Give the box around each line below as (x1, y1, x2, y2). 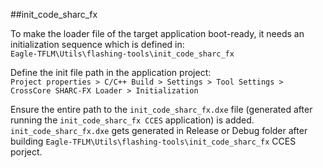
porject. (10, 146, 43, 158)
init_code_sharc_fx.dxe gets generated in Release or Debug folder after (10, 125, 308, 136)
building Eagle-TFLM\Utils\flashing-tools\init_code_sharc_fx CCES (10, 135, 297, 147)
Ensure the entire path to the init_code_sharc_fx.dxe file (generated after (10, 104, 313, 115)
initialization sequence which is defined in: (10, 39, 185, 50)
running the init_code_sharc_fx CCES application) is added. (10, 114, 255, 126)
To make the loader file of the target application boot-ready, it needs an (10, 28, 305, 39)
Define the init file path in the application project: (10, 67, 212, 78)
